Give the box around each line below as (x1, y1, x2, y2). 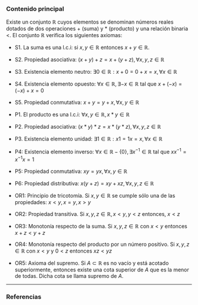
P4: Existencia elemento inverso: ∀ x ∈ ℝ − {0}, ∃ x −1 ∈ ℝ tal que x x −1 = (14, 147, 187, 155)
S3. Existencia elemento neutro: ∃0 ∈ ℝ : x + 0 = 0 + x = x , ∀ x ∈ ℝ (14, 68, 178, 76)
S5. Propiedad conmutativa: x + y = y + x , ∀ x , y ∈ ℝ (14, 99, 140, 106)
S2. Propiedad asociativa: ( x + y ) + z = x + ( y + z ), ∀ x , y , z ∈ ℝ (14, 56, 165, 63)
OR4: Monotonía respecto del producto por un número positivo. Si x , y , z (14, 241, 190, 248)
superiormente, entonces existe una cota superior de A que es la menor (14, 266, 190, 273)
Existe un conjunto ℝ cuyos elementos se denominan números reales (6, 18, 174, 25)
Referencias (6, 293, 42, 301)
